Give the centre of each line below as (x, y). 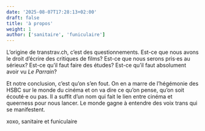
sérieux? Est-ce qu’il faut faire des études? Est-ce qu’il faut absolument (96, 65)
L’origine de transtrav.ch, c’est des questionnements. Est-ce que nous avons (102, 52)
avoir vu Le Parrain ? (32, 72)
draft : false (23, 18)
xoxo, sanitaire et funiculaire (42, 122)
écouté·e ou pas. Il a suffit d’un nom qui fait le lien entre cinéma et (89, 97)
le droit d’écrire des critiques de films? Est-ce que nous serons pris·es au (99, 59)
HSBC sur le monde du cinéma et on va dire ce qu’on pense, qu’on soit (95, 90)
